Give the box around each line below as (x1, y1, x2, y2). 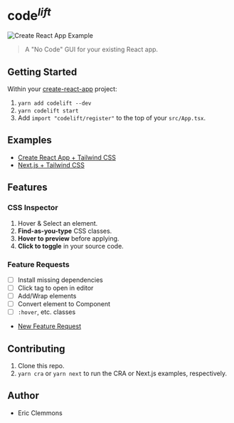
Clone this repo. (17, 362, 65, 370)
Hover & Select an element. (17, 219, 98, 227)
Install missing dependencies (17, 276, 103, 284)
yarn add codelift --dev (17, 100, 92, 108)
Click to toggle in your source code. (17, 241, 124, 250)
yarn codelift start (17, 108, 79, 115)
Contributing (7, 343, 65, 355)
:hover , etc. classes (17, 308, 76, 316)
